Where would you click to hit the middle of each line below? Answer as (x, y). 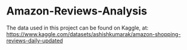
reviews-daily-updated (35, 40)
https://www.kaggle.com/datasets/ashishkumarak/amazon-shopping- (93, 34)
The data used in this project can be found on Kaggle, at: (77, 28)
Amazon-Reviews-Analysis (77, 11)
